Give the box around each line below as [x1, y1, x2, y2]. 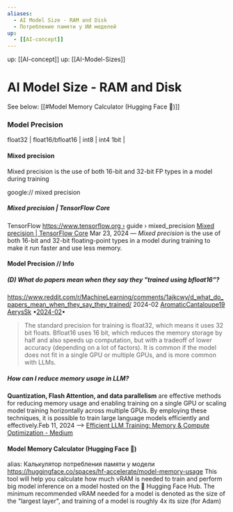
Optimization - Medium [7, 429, 73, 437]
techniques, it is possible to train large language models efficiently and [7, 414, 210, 422]
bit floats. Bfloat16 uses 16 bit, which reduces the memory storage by [24, 328, 223, 337]
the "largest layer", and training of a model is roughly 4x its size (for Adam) [7, 497, 221, 505]
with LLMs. [24, 358, 56, 367]
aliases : [7, 10, 33, 17]
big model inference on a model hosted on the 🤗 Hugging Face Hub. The [7, 482, 215, 490]
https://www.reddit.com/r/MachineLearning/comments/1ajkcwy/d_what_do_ [7, 293, 224, 301]
